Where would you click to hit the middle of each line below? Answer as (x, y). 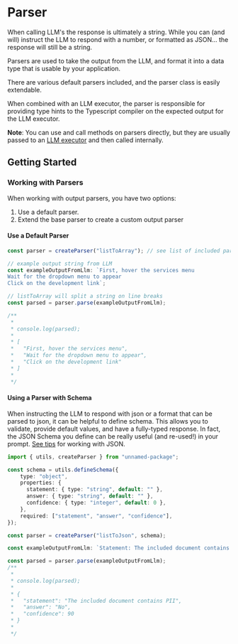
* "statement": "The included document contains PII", (96, 601)
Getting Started (42, 162)
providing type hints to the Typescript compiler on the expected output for (115, 111)
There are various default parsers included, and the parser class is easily (114, 82)
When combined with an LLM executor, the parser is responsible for (106, 103)
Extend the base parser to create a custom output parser (101, 219)
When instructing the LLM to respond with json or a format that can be (110, 414)
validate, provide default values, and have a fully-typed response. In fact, (114, 429)
